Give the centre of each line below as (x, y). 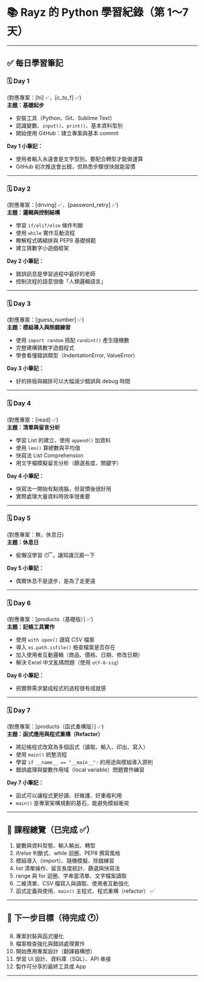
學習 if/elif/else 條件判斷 (49, 225)
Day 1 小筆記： (25, 146)
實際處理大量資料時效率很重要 (53, 496)
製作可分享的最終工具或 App (51, 967)
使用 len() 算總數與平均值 (48, 448)
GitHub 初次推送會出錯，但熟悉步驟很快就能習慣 (75, 166)
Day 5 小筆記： (25, 568)
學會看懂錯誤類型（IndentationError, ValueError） (77, 355)
